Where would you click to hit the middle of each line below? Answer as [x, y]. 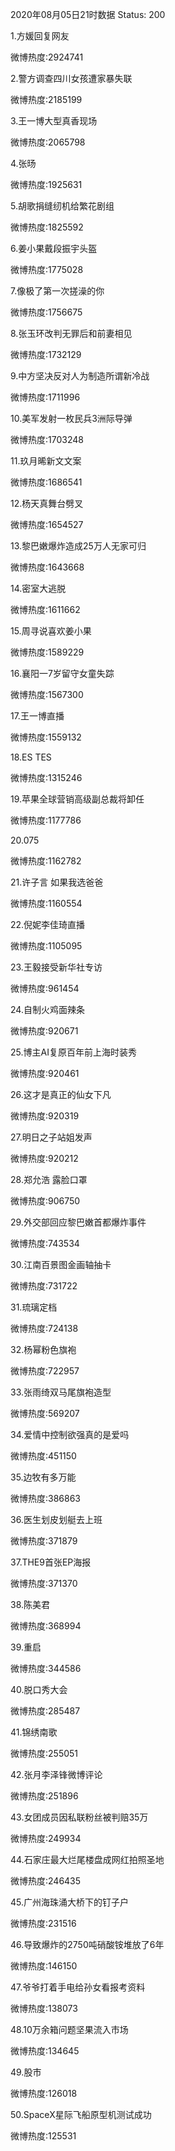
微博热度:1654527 [47, 524]
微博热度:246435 [46, 1881]
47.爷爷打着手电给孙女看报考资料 [78, 1987]
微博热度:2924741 [47, 57]
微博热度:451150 [43, 1456]
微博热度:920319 [45, 1116]
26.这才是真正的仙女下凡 [61, 1094]
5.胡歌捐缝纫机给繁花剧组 [62, 206]
